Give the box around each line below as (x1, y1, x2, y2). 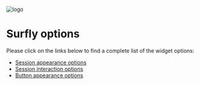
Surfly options (6, 27, 80, 41)
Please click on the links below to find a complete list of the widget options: (6, 47, 195, 54)
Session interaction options (15, 65, 84, 72)
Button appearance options (15, 72, 84, 79)
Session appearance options (15, 58, 87, 66)
